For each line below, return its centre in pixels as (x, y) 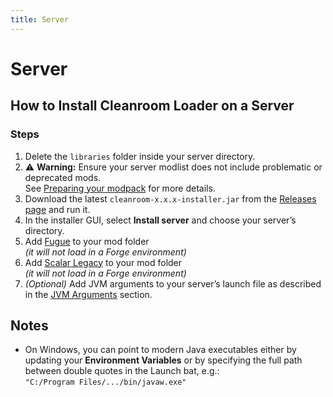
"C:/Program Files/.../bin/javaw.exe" (105, 382)
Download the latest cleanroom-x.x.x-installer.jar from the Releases (170, 198)
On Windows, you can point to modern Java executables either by (160, 350)
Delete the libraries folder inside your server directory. (140, 156)
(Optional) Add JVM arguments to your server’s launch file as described (173, 283)
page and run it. (57, 209)
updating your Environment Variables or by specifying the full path (163, 360)
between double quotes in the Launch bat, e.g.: (122, 371)
